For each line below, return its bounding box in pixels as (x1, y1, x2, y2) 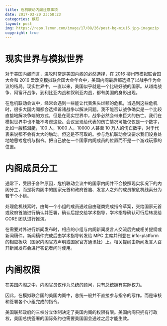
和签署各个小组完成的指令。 (5, 298, 62, 304)
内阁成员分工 (5, 163, 58, 174)
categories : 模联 (5, 16, 40, 21)
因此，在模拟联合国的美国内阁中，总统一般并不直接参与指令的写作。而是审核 (5, 292, 162, 298)
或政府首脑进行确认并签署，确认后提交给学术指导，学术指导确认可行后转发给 (5, 210, 162, 216)
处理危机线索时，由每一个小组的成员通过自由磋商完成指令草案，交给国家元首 (5, 203, 162, 209)
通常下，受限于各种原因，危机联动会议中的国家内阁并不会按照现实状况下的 (5, 180, 158, 186)
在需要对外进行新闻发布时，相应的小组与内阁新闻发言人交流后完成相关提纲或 (5, 226, 162, 232)
